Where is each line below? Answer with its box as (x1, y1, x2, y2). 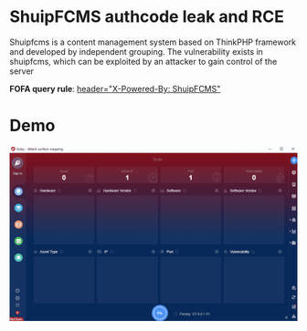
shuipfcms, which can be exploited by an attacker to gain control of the (9, 56, 278, 67)
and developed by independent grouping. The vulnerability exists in (9, 46, 263, 57)
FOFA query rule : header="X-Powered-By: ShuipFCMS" (9, 83, 221, 94)
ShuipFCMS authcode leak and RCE (9, 6, 285, 27)
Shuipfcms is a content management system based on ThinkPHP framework (9, 36, 297, 47)
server (9, 66, 35, 77)
